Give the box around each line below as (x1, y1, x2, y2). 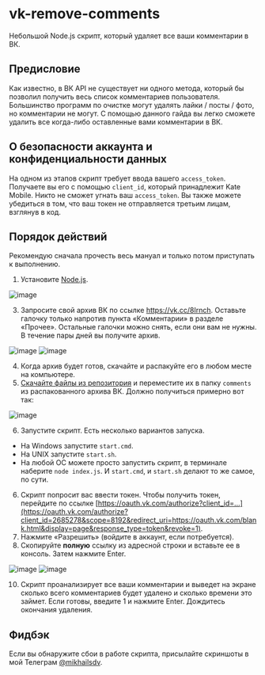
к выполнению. (9, 259, 61, 269)
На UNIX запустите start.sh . (20, 449, 117, 460)
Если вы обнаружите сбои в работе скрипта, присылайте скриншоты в (9, 649, 249, 658)
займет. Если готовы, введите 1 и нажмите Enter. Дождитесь (20, 597, 225, 606)
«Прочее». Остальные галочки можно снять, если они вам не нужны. (20, 322, 257, 332)
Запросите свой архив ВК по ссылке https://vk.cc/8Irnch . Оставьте (20, 306, 247, 315)
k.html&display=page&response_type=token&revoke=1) (20, 524, 201, 533)
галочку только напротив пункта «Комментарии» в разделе (20, 314, 224, 323)
